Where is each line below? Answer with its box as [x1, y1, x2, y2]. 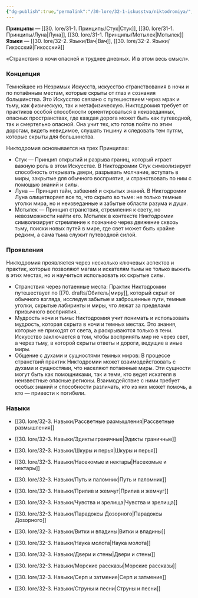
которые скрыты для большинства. [6, 133, 95, 140]
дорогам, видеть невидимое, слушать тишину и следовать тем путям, [6, 127, 184, 134]
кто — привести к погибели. [14, 389, 86, 397]
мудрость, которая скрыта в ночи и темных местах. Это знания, [14, 321, 177, 328]
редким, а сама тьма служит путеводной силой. [14, 231, 137, 238]
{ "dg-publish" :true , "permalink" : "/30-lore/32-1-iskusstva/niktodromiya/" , [6, 8, 194, 15]
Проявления [6, 246, 44, 254]
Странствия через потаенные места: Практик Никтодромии [14, 283, 167, 290]
